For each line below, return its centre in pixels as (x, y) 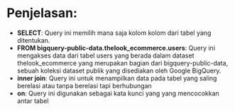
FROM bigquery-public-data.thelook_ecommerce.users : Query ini (116, 48)
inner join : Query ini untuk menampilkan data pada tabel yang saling (117, 78)
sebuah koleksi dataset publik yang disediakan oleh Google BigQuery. (119, 70)
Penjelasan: (42, 13)
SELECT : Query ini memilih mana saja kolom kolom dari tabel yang (114, 33)
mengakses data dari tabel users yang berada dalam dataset (105, 55)
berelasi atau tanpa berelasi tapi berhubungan (84, 85)
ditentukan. (33, 40)
